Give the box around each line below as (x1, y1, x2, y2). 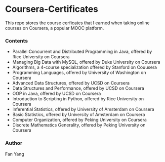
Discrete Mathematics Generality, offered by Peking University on (12, 122, 146, 128)
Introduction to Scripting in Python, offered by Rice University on (12, 96, 144, 102)
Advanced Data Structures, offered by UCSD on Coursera (12, 80, 130, 86)
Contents (5, 37, 28, 44)
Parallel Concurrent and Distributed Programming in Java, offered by (12, 48, 152, 55)
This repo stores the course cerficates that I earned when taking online (5, 20, 150, 26)
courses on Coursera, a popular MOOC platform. (5, 25, 104, 31)
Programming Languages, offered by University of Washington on (12, 70, 146, 76)
